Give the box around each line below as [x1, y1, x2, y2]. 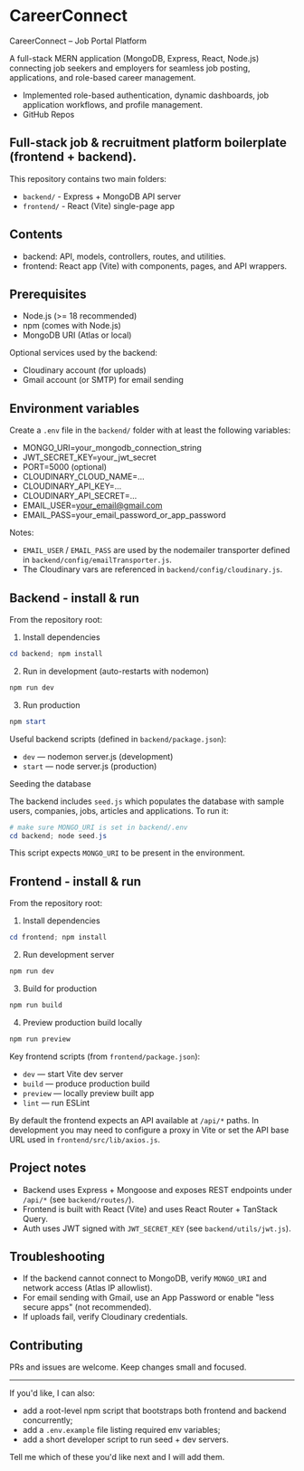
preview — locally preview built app [22, 1087, 155, 1098]
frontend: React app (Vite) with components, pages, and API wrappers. [22, 260, 288, 272]
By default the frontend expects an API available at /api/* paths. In [9, 1114, 260, 1125]
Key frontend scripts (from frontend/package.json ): [9, 1051, 201, 1062]
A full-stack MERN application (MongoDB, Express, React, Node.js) [9, 53, 260, 63]
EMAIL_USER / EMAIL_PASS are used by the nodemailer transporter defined [22, 545, 290, 556]
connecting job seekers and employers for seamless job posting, [9, 62, 251, 73]
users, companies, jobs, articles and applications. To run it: [9, 805, 229, 816]
